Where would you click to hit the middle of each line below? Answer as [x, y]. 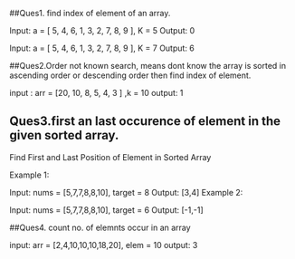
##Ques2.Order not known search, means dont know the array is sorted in [148, 66]
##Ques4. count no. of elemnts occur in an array [100, 227]
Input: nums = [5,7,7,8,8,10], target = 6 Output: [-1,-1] [106, 210]
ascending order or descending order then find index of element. [130, 75]
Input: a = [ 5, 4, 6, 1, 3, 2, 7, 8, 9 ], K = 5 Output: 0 [102, 30]
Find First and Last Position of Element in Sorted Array [110, 157]
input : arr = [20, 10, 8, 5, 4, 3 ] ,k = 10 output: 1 [96, 93]
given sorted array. [64, 135]
